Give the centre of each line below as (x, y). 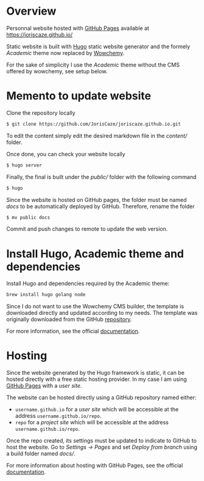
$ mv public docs (28, 217)
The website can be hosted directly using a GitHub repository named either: (101, 397)
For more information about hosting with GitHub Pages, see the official (95, 466)
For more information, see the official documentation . (73, 331)
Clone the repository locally (41, 113)
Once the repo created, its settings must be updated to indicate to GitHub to (101, 441)
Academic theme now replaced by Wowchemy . (65, 52)
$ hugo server (24, 165)
